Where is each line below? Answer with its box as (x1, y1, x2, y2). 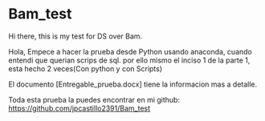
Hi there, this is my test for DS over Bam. (8, 31, 143, 41)
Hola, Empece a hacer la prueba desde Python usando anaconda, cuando (8, 46, 253, 56)
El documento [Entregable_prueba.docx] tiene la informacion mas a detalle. (8, 79, 258, 89)
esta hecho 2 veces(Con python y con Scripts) (8, 63, 163, 73)
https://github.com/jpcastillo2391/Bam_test (8, 103, 151, 113)
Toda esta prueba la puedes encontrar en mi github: (8, 95, 181, 104)
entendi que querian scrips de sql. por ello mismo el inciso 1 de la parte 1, (8, 55, 251, 65)
